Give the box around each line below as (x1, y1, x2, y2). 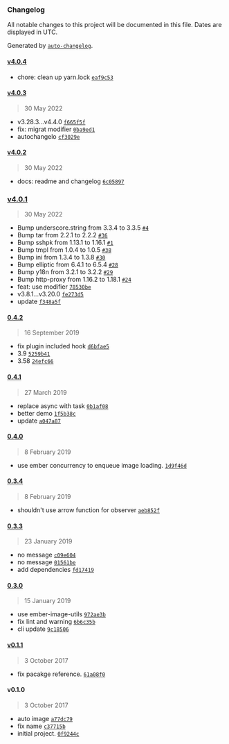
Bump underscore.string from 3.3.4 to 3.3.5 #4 (17, 223, 149, 232)
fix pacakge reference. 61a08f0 (17, 670, 106, 678)
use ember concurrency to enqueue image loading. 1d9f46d (17, 461, 187, 469)
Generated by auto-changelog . (7, 42, 93, 50)
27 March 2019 (24, 388, 67, 396)
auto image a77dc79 (17, 714, 73, 722)
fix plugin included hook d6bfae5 (17, 342, 109, 350)
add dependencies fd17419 (17, 566, 95, 574)
